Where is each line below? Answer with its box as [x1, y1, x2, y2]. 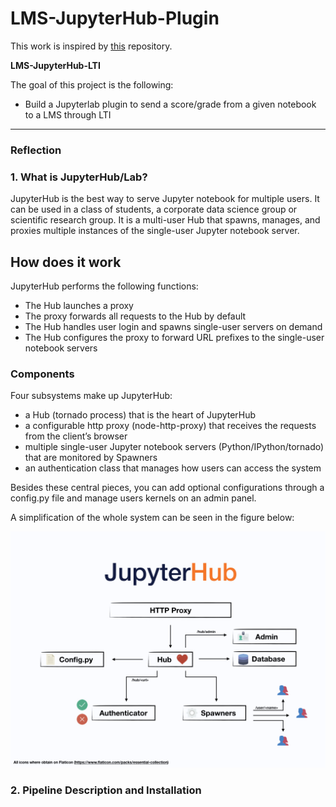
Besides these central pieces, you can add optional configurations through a [10, 482, 325, 494]
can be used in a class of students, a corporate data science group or [10, 203, 298, 216]
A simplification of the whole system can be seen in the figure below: [10, 512, 295, 524]
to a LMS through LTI [24, 108, 112, 121]
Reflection [10, 143, 62, 157]
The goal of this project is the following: [10, 78, 174, 91]
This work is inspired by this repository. [10, 40, 173, 52]
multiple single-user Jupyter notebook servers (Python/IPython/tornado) [24, 441, 325, 453]
